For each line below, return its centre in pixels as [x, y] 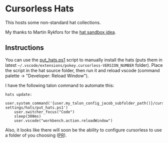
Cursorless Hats [39, 9]
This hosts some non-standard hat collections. [53, 22]
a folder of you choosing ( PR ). [36, 135]
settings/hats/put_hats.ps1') [37, 108]
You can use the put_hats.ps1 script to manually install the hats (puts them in [84, 60]
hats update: [19, 94]
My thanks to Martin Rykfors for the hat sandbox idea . [61, 32]
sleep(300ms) [28, 116]
